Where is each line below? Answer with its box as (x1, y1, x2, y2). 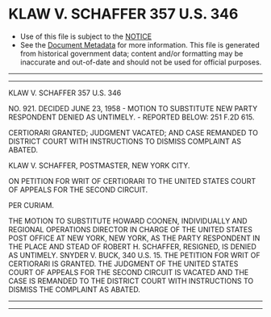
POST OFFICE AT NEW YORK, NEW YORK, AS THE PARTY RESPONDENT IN (8, 233, 261, 243)
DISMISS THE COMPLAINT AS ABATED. (8, 284, 141, 294)
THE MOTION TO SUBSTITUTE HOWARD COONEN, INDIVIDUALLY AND (8, 215, 248, 226)
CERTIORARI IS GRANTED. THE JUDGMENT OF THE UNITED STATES (8, 259, 239, 269)
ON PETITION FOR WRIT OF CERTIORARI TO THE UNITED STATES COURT (8, 176, 256, 186)
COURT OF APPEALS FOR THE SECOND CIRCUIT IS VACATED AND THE (8, 267, 249, 277)
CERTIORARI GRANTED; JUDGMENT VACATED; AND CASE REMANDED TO (8, 127, 258, 137)
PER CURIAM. (8, 200, 55, 210)
